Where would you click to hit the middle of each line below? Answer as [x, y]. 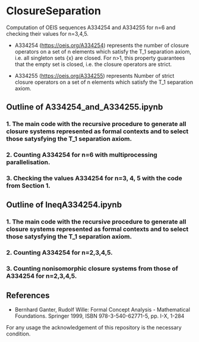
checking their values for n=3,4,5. [48, 33]
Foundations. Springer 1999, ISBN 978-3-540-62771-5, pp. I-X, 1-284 [99, 316]
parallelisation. [28, 162]
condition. [18, 334]
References [28, 295]
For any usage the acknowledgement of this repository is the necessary [94, 328]
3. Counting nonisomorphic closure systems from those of [92, 269]
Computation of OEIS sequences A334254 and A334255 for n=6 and [91, 27]
